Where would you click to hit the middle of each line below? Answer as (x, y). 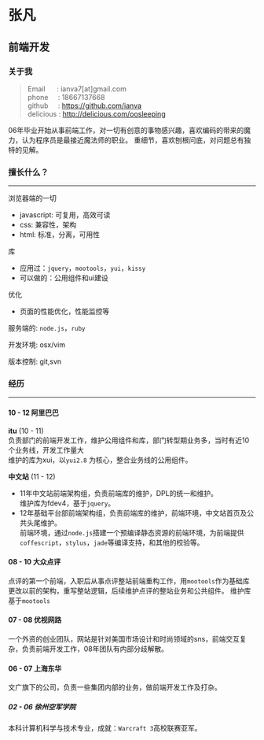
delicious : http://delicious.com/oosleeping (97, 113)
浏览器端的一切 (32, 198)
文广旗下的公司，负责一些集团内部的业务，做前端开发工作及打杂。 (115, 687)
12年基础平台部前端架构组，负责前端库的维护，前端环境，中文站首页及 (133, 512)
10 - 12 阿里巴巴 (33, 413)
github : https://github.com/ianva (84, 105)
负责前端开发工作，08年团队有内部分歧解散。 (95, 649)
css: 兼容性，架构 (48, 225)
